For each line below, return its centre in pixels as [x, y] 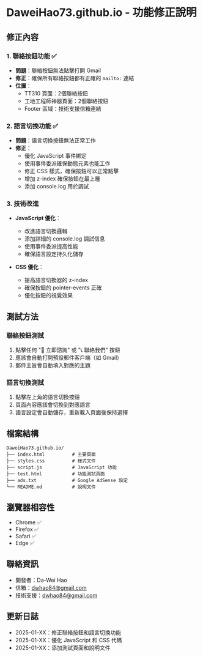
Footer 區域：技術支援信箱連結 [63, 108]
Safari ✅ [26, 536]
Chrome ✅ [28, 522]
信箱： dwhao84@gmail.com [51, 587]
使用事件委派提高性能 [51, 247]
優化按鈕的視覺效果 [49, 295]
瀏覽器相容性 [31, 507]
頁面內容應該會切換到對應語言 [53, 405]
